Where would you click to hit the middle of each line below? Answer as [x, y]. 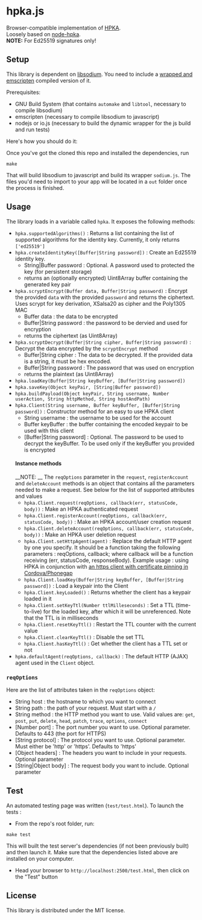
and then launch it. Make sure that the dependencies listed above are [92, 852]
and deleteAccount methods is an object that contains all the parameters [105, 483]
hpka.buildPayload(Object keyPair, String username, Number [92, 394]
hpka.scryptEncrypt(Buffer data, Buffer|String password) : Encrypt [101, 291]
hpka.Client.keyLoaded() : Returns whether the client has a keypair [107, 592]
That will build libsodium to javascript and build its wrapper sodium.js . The [99, 175]
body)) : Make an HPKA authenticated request [81, 509]
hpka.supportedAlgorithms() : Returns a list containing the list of [95, 233]
